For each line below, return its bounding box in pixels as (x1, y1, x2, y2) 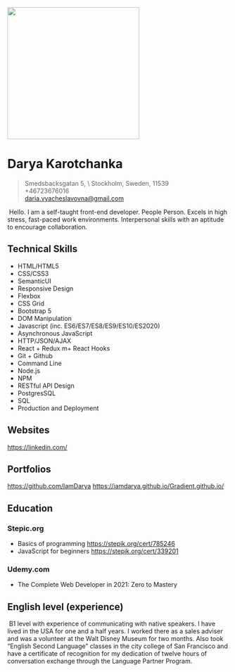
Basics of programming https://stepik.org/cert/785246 (17, 540, 176, 548)
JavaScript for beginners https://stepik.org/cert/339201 (17, 547, 179, 555)
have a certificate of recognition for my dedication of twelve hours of (7, 649, 208, 658)
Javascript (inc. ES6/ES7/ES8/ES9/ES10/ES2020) (17, 322, 160, 330)
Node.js (17, 366, 41, 375)
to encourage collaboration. (7, 222, 88, 231)
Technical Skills (7, 243, 78, 255)
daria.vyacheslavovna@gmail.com (24, 194, 125, 203)
